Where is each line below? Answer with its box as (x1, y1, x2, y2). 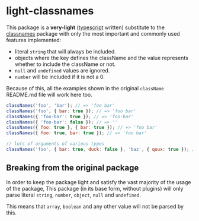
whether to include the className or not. (14, 61, 116, 68)
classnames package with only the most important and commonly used (6, 30, 181, 37)
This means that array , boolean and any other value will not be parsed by (6, 203, 184, 210)
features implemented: (6, 36, 62, 43)
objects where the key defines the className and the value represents (14, 54, 188, 61)
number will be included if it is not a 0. (14, 73, 105, 80)
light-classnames (6, 4, 94, 18)
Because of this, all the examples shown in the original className (6, 84, 164, 91)
